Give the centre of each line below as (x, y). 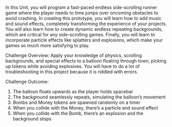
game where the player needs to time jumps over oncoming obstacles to (82, 13)
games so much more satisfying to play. (47, 45)
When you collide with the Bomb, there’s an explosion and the (78, 113)
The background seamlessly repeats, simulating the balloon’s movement (89, 97)
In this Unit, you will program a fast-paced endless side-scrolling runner (81, 7)
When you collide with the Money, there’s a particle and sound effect (85, 108)
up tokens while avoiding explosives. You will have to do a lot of (73, 66)
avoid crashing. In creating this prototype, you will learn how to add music (83, 18)
